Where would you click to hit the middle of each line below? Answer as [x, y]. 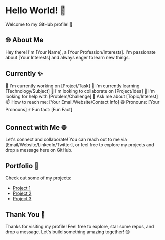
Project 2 [22, 193]
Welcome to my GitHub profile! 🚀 [39, 24]
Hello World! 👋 [36, 10]
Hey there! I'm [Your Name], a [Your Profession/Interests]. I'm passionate [81, 52]
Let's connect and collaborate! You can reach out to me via [66, 139]
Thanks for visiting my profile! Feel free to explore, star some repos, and [80, 227]
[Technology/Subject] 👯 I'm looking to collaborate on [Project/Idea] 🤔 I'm [80, 91]
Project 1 [21, 188]
